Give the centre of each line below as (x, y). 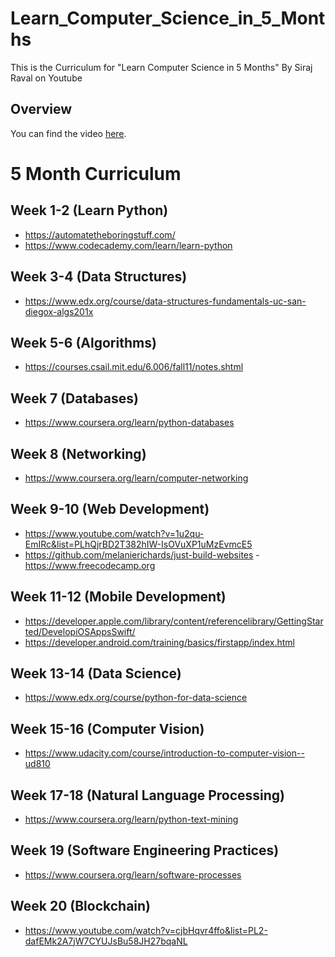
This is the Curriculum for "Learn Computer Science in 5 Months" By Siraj (161, 67)
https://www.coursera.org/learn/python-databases (129, 423)
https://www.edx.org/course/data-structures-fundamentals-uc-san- (165, 301)
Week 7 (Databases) (74, 398)
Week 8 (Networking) (78, 453)
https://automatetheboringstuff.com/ (100, 234)
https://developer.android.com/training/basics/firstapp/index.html (159, 642)
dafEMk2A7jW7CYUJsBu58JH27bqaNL (106, 941)
